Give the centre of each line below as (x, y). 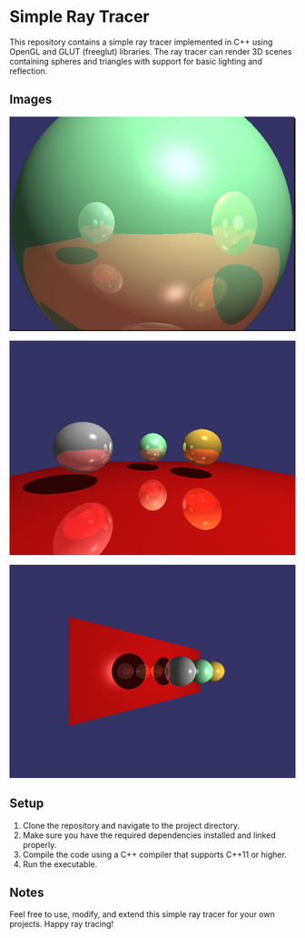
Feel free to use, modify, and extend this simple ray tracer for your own (142, 914)
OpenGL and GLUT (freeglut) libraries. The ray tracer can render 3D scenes (151, 51)
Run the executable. (60, 864)
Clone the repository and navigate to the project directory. (131, 825)
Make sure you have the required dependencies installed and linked (149, 835)
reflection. (29, 71)
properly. (39, 844)
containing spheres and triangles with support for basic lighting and (136, 61)
